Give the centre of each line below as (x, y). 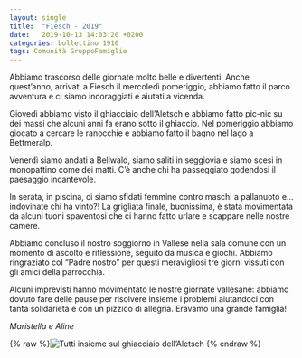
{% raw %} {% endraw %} (136, 344)
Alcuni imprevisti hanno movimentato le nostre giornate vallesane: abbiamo (149, 289)
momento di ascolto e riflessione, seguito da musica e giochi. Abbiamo (141, 253)
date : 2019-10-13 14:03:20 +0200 (76, 34)
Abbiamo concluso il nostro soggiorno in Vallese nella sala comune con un (148, 243)
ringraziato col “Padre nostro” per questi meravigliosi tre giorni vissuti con (147, 262)
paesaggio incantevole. (53, 179)
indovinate (29, 207)
